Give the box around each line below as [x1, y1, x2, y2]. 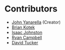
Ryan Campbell [11, 35, 42, 40]
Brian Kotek [11, 24, 35, 30]
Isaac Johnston [11, 29, 43, 35]
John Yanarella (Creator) [11, 19, 61, 25]
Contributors [4, 3, 58, 14]
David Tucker [11, 39, 38, 45]
